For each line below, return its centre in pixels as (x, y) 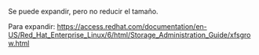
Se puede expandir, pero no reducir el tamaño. (83, 11)
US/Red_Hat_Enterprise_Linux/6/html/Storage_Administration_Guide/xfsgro (129, 35)
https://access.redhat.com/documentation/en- (132, 26)
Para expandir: (32, 26)
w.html (19, 43)
